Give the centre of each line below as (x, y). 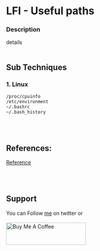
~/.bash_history (26, 112)
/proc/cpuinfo (24, 97)
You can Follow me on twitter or (45, 213)
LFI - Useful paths (50, 11)
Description (23, 30)
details (14, 42)
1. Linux (17, 84)
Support (21, 199)
